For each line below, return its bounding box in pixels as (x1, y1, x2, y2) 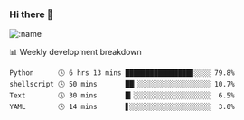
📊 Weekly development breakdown (9, 47, 142, 58)
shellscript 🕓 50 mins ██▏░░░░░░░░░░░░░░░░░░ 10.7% (9, 80, 235, 89)
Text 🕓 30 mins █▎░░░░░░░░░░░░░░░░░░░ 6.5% (9, 91, 235, 100)
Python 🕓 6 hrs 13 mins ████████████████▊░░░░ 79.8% (9, 69, 235, 78)
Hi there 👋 (9, 8, 54, 21)
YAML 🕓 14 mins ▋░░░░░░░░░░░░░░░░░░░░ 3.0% (9, 103, 235, 112)
